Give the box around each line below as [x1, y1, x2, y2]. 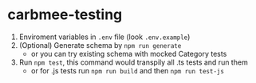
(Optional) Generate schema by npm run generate [18, 40, 182, 49]
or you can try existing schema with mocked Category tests [30, 49, 227, 58]
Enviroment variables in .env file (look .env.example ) [18, 32, 191, 41]
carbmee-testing [7, 6, 123, 24]
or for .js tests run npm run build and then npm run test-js [30, 65, 225, 75]
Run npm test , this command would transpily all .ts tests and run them [18, 57, 248, 67]
